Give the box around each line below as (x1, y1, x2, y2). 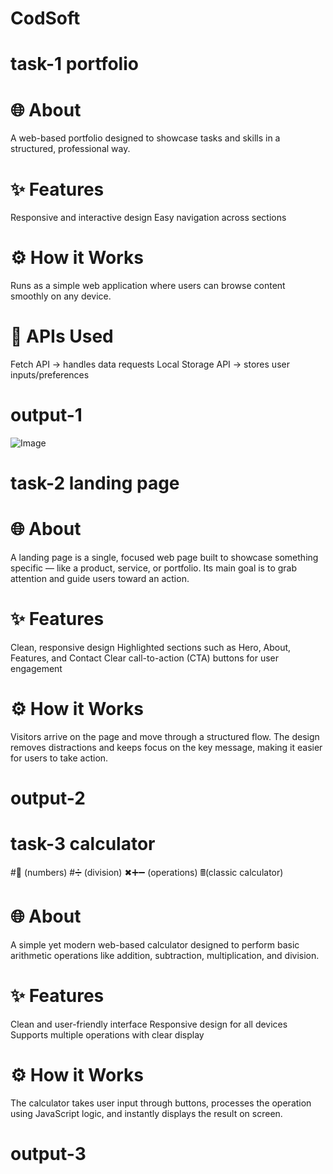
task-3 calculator (10, 833, 156, 856)
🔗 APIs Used (10, 325, 114, 348)
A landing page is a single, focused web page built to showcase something (10, 552, 319, 564)
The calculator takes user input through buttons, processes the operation (10, 1097, 312, 1109)
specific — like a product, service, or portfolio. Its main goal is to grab (10, 562, 298, 574)
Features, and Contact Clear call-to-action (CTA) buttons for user (10, 652, 279, 664)
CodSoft (10, 7, 81, 30)
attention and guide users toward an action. (10, 573, 190, 585)
